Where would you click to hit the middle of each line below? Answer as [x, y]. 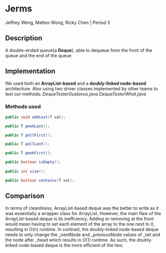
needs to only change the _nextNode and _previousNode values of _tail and [83, 235]
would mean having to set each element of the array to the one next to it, [80, 224]
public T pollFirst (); [29, 135]
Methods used [23, 107]
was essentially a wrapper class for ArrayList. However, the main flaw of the [83, 213]
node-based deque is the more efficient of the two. [71, 245]
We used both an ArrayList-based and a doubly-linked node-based [76, 83]
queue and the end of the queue [38, 55]
